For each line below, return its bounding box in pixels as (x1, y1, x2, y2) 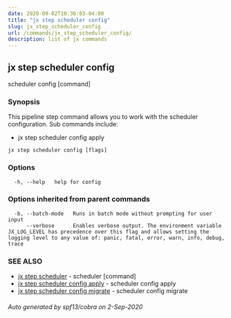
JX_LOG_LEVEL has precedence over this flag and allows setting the (8, 228, 210, 235)
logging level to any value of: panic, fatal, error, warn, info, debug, (8, 234, 225, 241)
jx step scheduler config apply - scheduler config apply (17, 279, 176, 288)
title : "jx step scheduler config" (8, 17, 111, 24)
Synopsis (8, 97, 40, 106)
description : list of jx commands (8, 36, 108, 43)
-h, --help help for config (14, 178, 101, 185)
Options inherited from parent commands (8, 194, 151, 204)
